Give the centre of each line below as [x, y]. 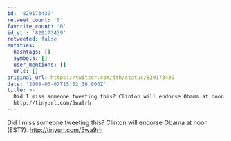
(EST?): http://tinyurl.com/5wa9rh [55, 130]
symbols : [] [31, 58]
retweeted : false [32, 39]
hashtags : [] [32, 52]
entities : [21, 45]
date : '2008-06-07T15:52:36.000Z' [57, 84]
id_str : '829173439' [37, 33]
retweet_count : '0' [35, 20]
